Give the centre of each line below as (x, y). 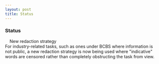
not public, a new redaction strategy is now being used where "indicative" (79, 51)
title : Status (19, 14)
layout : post (18, 9)
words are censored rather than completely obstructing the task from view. (80, 56)
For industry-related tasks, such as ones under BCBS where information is (79, 46)
